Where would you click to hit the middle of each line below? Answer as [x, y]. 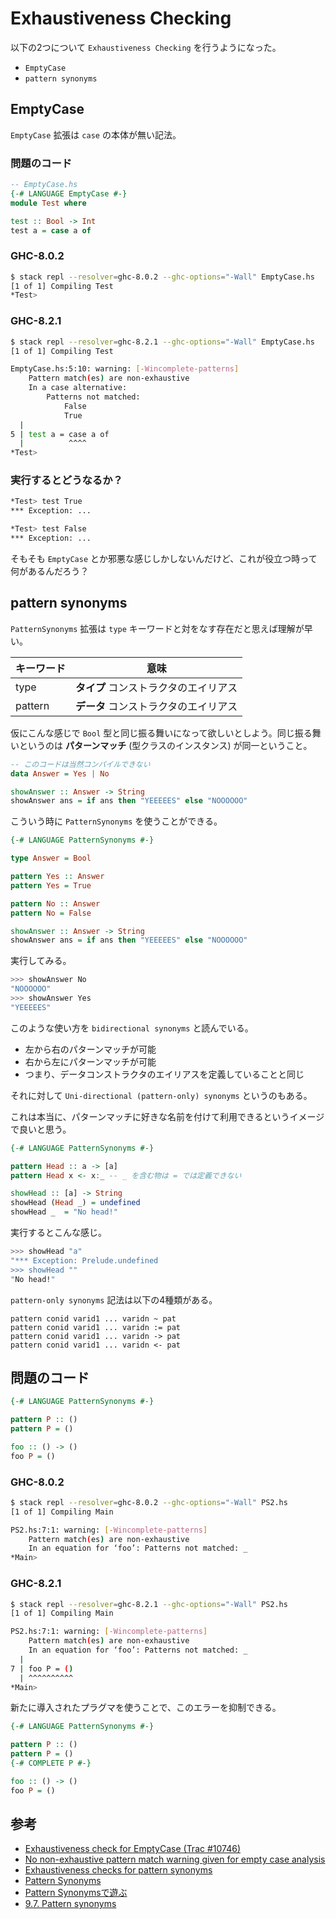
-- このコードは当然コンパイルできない [80, 764]
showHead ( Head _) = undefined [75, 1203]
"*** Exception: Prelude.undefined [84, 1260]
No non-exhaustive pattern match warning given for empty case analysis [175, 1859]
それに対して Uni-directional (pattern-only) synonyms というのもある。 [161, 1095]
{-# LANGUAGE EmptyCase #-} [69, 193]
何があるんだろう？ [50, 571]
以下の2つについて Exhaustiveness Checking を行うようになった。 [146, 47]
